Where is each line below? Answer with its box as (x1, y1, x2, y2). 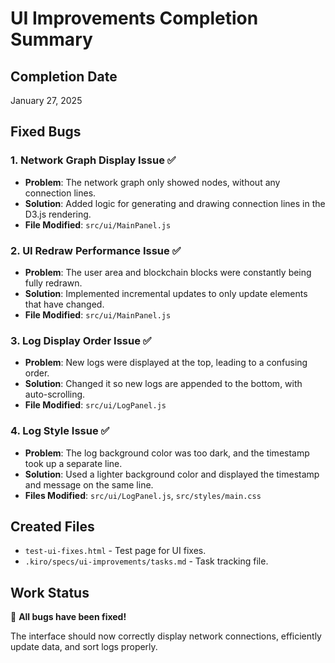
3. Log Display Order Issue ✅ (10, 333, 152, 347)
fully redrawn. (24, 277, 83, 289)
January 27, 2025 (10, 95, 83, 106)
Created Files (10, 518, 95, 535)
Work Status (10, 584, 90, 601)
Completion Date (10, 68, 118, 85)
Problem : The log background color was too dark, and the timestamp (24, 447, 310, 459)
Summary (10, 28, 93, 51)
